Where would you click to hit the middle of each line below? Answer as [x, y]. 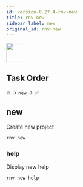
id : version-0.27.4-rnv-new [42, 12]
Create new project [30, 127]
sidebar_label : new [31, 23]
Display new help [28, 167]
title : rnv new [25, 18]
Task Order [28, 78]
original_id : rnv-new [34, 29]
